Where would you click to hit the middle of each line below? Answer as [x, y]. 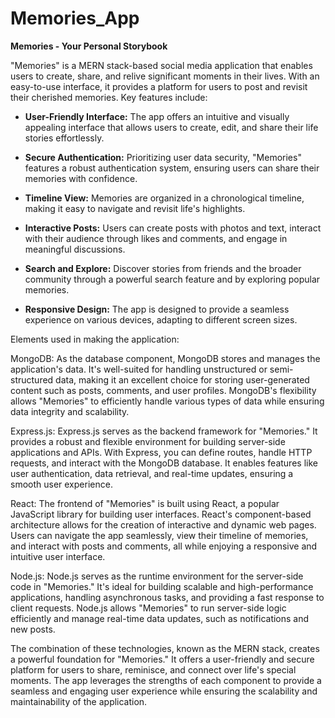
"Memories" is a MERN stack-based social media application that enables [161, 65]
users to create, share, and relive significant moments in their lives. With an [165, 76]
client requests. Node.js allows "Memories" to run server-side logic [148, 608]
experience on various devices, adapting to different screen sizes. [161, 319]
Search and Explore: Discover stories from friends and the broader [163, 268]
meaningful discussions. [75, 249]
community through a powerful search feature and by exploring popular [172, 279]
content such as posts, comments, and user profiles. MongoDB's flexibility [163, 390]
